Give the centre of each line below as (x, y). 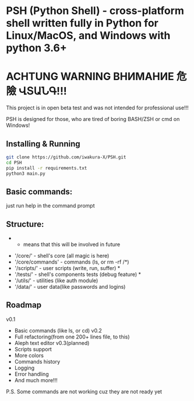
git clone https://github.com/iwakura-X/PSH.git (66, 157)
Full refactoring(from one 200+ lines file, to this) (72, 337)
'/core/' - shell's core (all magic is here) (62, 256)
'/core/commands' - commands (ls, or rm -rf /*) (72, 262)
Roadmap (24, 305)
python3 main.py (26, 174)
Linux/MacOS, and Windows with (88, 36)
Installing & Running (43, 144)
